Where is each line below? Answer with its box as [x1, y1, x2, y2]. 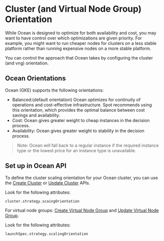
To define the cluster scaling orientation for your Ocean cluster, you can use [5, 175, 158, 181]
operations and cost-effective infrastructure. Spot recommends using [12, 101, 152, 108]
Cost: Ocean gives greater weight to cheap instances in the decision [12, 117, 150, 123]
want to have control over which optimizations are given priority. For [5, 35, 143, 41]
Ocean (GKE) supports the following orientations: [5, 87, 104, 93]
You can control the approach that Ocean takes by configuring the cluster [5, 55, 153, 60]
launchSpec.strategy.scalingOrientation [5, 231, 89, 236]
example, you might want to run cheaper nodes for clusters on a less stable [5, 40, 157, 46]
